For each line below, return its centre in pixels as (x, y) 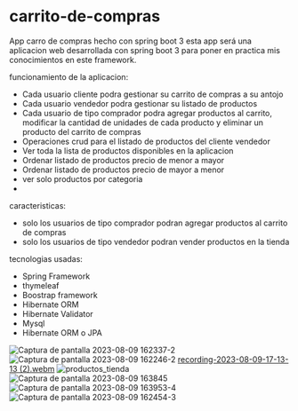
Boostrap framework (60, 295)
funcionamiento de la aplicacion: (69, 76)
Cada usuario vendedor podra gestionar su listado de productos (140, 103)
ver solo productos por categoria (82, 178)
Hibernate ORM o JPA (62, 332)
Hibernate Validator (57, 313)
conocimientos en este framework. (73, 59)
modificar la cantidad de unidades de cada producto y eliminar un (143, 123)
